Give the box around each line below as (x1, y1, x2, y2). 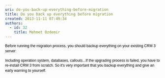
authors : (5, 20, 23, 26)
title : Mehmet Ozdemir (14, 30, 60, 35)
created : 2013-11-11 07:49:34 (5, 16, 67, 21)
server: (5, 48, 17, 54)
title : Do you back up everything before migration (5, 12, 113, 17)
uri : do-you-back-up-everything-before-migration (5, 7, 109, 12)
